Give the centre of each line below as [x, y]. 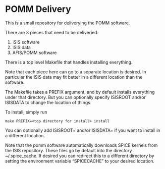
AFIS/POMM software [34, 53]
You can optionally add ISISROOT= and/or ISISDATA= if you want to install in [83, 130]
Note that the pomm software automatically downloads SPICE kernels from [82, 145]
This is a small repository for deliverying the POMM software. [68, 23]
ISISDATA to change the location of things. [48, 102]
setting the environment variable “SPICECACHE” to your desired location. [80, 161]
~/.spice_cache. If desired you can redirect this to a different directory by [80, 156]
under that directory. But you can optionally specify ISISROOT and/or [76, 97]
